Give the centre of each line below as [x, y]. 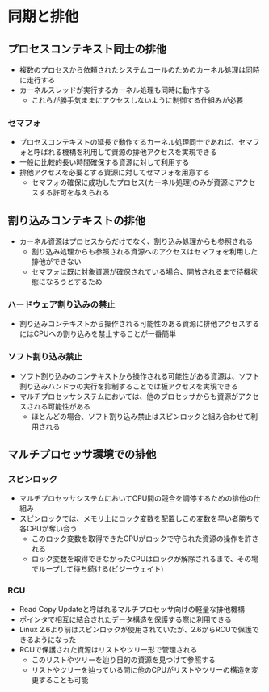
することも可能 [63, 680]
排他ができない [56, 262]
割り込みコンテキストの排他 [77, 220]
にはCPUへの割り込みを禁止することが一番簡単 [98, 334]
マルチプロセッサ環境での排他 [82, 454]
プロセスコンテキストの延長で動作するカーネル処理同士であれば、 [129, 142]
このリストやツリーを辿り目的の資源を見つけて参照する [123, 660]
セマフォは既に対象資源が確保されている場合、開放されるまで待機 [141, 272]
